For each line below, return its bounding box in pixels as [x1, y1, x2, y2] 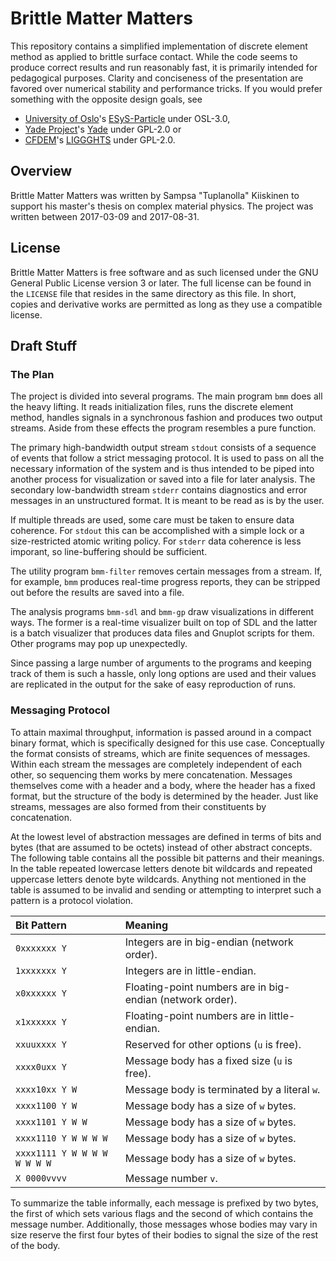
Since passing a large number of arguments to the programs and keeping [10, 657, 312, 669]
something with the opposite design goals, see [10, 93, 203, 105]
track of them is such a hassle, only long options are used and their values [10, 668, 317, 680]
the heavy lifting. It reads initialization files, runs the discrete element [10, 401, 294, 413]
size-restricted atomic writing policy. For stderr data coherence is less [10, 535, 302, 547]
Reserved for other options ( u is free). [124, 1037, 302, 1051]
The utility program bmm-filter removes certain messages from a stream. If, [10, 565, 323, 577]
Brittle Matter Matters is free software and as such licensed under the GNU [10, 266, 319, 278]
